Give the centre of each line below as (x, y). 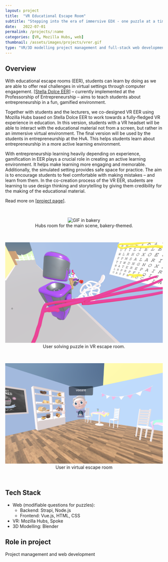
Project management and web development (50, 554)
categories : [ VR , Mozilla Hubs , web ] (44, 37)
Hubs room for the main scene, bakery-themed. (84, 226)
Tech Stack (23, 493)
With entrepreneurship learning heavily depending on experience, (73, 154)
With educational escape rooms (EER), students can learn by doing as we (81, 81)
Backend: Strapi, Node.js (45, 510)
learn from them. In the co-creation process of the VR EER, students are (79, 180)
